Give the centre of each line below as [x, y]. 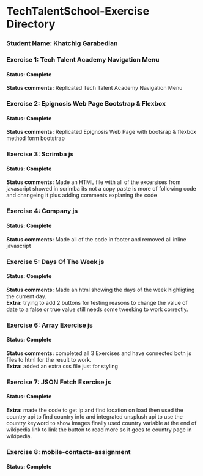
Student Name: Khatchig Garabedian [62, 43]
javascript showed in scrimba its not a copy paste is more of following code [102, 189]
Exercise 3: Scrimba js [40, 154]
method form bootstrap [36, 138]
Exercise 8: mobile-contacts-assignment [68, 452]
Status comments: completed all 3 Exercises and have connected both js [99, 353]
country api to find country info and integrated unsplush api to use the [95, 416]
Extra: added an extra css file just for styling [62, 366]
